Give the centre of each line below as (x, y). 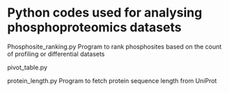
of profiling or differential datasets (56, 54)
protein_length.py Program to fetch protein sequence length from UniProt (112, 80)
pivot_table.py (27, 67)
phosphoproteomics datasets (95, 27)
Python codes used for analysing (105, 13)
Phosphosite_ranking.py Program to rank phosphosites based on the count (114, 46)
